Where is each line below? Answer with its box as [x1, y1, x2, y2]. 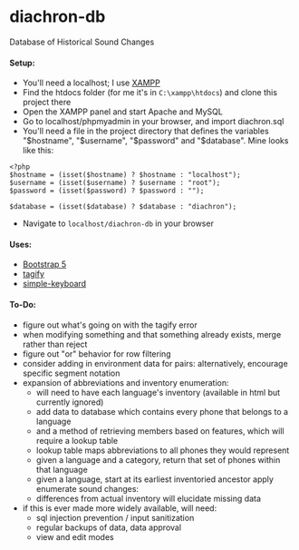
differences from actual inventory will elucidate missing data [35, 493, 261, 504]
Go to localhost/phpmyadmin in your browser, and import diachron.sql [22, 116, 285, 127]
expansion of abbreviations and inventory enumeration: [22, 377, 229, 388]
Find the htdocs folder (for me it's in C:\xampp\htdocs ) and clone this [22, 87, 278, 98]
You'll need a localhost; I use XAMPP [22, 77, 160, 88]
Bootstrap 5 [22, 259, 67, 270]
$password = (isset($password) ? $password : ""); [9, 186, 205, 196]
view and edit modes [35, 531, 115, 542]
